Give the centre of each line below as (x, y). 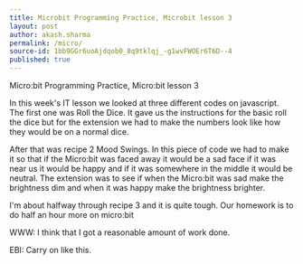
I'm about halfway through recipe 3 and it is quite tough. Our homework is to (151, 205)
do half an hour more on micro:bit (71, 215)
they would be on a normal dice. (69, 132)
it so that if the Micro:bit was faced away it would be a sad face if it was (143, 159)
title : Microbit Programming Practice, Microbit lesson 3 (121, 18)
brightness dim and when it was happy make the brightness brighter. (137, 188)
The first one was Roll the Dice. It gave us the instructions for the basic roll (148, 113)
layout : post (34, 26)
